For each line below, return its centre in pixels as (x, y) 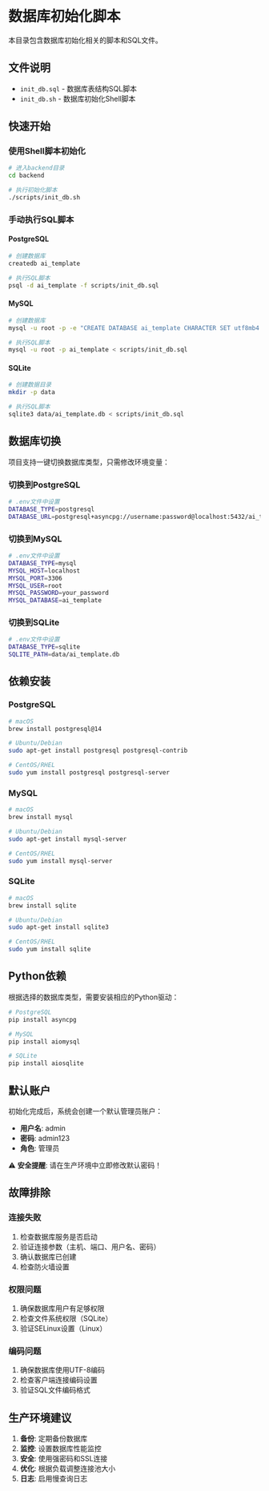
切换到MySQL (35, 539)
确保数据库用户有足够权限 (62, 1308)
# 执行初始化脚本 (33, 190)
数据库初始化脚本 (65, 16)
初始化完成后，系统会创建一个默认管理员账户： (85, 1111)
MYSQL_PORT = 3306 (35, 578)
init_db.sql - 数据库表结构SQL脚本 (78, 88)
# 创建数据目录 (30, 385)
